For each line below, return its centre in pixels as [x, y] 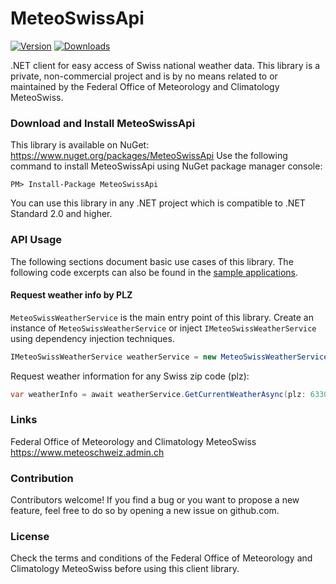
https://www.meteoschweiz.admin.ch [87, 452]
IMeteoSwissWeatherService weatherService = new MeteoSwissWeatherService [169, 357]
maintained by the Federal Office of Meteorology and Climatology [145, 86]
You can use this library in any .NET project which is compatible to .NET [158, 203]
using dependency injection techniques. [92, 338]
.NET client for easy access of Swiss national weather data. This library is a [165, 65]
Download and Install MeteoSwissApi [103, 123]
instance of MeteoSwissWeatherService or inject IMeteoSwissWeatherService [163, 328]
